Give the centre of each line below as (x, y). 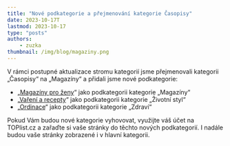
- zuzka (30, 45)
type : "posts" (28, 33)
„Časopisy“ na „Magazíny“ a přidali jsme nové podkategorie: (92, 79)
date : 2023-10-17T (33, 20)
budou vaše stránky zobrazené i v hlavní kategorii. (79, 134)
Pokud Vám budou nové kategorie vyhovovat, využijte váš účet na (101, 120)
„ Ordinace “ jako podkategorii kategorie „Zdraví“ (84, 107)
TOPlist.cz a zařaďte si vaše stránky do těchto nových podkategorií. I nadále (115, 127)
